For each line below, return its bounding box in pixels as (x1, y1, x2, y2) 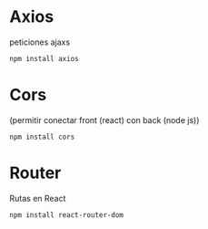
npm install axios (9, 54, 79, 63)
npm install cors (9, 132, 75, 141)
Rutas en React (9, 193, 66, 203)
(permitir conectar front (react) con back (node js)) (9, 114, 200, 125)
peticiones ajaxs (9, 36, 71, 47)
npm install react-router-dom (9, 210, 124, 220)
